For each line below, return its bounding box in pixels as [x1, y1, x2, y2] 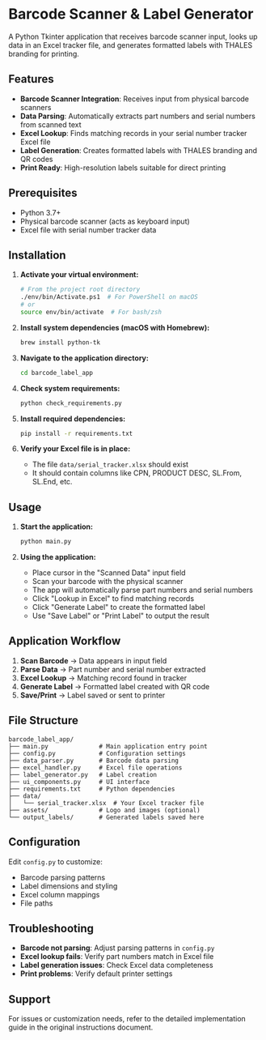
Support [8, 992, 51, 1006]
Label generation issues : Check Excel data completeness [19, 961, 213, 970]
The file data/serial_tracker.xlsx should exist [32, 459, 188, 470]
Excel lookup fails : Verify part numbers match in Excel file [19, 952, 214, 961]
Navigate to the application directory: [19, 353, 150, 363]
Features [8, 72, 54, 86]
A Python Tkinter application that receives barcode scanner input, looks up [8, 32, 258, 41]
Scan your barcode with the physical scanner [32, 577, 184, 586]
